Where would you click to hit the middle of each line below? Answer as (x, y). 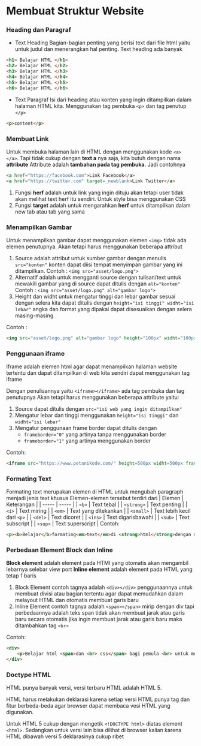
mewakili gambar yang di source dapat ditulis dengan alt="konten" (98, 284)
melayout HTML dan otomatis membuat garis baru (77, 600)
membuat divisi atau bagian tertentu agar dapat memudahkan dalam (99, 594)
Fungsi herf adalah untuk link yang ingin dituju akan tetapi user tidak (99, 192)
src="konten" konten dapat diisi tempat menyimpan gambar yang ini (98, 264)
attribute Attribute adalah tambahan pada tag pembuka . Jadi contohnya (96, 164)
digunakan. (20, 712)
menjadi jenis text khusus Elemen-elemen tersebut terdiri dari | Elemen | (95, 498)
